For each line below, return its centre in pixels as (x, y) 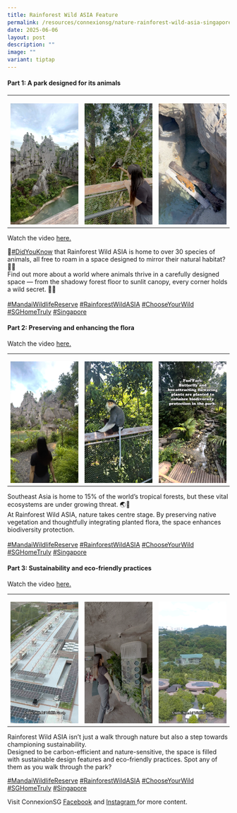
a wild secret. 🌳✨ (32, 289)
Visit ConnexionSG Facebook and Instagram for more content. (98, 802)
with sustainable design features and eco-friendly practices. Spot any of (113, 759)
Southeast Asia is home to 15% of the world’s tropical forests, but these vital (118, 496)
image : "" (22, 52)
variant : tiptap (31, 60)
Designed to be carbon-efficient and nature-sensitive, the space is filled (112, 751)
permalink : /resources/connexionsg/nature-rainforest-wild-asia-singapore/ (121, 22)
